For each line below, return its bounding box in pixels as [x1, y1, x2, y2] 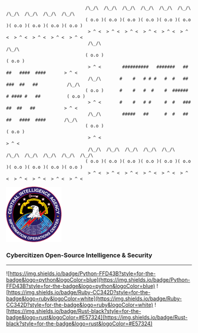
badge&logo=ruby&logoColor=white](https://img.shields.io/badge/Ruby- [6, 295, 182, 302]
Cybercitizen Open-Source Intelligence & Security [6, 251, 153, 259]
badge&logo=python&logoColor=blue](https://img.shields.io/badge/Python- [6, 276, 190, 283]
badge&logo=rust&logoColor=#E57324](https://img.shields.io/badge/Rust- [6, 314, 188, 321]
